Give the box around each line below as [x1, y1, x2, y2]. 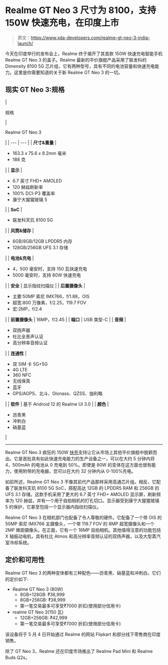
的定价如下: [5, 576, 29, 582]
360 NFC [12, 372, 31, 378]
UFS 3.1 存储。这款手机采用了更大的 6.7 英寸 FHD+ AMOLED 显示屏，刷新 [5, 491, 156, 497]
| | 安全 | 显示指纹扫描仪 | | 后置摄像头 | [5, 283, 85, 289]
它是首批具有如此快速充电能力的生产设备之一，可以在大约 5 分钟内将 [13, 456, 155, 462]
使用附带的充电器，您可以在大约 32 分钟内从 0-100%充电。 [13, 468, 136, 474]
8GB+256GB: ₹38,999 [19, 597, 66, 603]
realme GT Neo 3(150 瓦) [12, 609, 64, 615]
